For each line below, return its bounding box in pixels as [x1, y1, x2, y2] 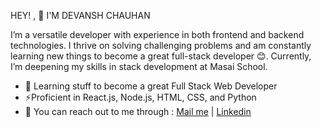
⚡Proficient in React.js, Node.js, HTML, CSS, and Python [24, 91, 257, 103]
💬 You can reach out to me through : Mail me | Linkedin [24, 106, 252, 117]
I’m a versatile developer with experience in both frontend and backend [10, 29, 305, 40]
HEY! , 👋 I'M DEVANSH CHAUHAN [10, 10, 151, 21]
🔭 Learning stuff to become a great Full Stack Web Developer [24, 80, 278, 92]
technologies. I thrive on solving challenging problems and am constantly [10, 40, 312, 51]
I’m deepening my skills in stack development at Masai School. [10, 61, 268, 72]
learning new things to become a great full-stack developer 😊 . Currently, [10, 50, 312, 62]
